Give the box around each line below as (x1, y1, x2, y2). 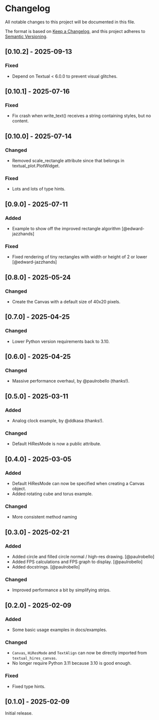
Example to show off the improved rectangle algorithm (12, 225, 121, 231)
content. (12, 118, 29, 124)
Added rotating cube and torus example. (12, 491, 93, 497)
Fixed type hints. (12, 683, 46, 689)
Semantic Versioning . (5, 33, 48, 39)
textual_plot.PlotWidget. (12, 163, 60, 168)
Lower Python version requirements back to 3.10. (12, 338, 110, 344)
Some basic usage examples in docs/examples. (12, 627, 108, 633)
